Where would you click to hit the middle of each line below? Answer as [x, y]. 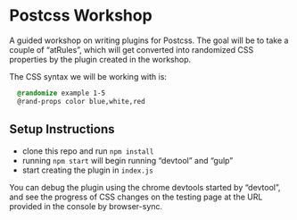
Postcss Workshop [81, 16]
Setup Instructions [62, 129]
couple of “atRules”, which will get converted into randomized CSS [132, 49]
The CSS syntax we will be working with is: [88, 76]
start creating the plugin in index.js [87, 170]
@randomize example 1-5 [61, 93]
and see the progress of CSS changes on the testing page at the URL [136, 197]
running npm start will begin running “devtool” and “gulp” [128, 160]
